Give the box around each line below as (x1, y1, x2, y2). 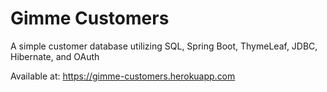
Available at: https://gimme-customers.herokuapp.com (10, 70, 236, 82)
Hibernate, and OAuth (10, 50, 100, 62)
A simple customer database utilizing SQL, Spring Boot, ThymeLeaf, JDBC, (10, 40, 318, 52)
